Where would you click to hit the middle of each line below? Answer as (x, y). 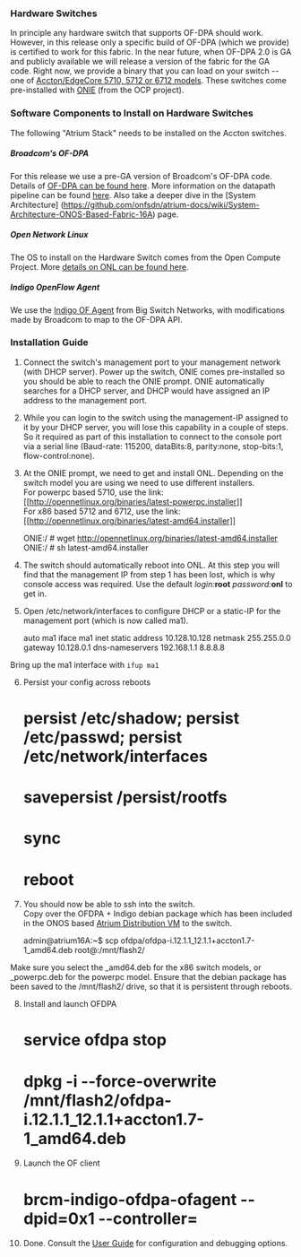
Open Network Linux (49, 235)
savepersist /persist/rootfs (125, 798)
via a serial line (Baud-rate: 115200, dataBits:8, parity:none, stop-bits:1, (153, 446)
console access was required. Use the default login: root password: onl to (158, 584)
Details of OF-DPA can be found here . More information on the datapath (143, 186)
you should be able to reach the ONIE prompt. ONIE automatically (144, 381)
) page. (166, 214)
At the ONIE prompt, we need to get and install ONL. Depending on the (153, 472)
